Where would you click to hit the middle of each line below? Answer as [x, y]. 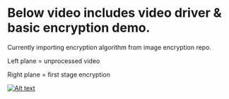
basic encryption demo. [79, 28]
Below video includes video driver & [114, 13]
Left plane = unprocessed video [54, 60]
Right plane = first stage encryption [59, 74]
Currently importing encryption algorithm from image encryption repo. [110, 47]
